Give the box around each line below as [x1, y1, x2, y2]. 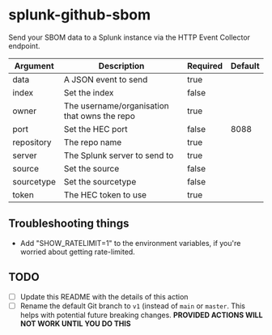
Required [187, 60, 223, 71]
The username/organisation [63, 100, 169, 111]
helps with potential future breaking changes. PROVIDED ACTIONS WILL [19, 310, 263, 320]
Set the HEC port [63, 123, 128, 134]
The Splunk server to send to [63, 150, 174, 161]
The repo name [63, 136, 122, 147]
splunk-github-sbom [8, 6, 151, 24]
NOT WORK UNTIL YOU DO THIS [19, 318, 131, 329]
